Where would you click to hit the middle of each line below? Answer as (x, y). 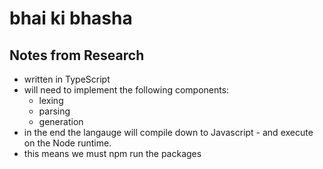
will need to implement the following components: (126, 90)
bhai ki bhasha (71, 18)
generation (61, 121)
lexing (51, 100)
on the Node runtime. (67, 143)
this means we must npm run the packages (112, 153)
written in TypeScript (67, 79)
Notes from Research (77, 55)
